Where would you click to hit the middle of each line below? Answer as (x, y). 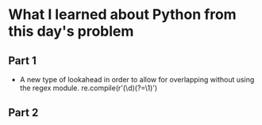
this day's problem (71, 31)
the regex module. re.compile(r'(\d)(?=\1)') (89, 88)
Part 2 (23, 113)
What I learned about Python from (122, 15)
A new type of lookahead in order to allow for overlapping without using (137, 80)
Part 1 (23, 61)
